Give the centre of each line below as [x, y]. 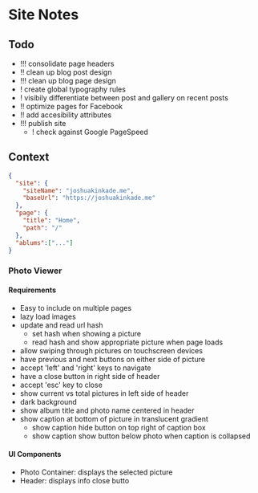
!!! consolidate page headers [67, 63]
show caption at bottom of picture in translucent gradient [114, 418]
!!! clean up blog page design [68, 81]
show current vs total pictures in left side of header [104, 393]
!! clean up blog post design [66, 72]
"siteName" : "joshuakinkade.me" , [79, 190]
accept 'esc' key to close [61, 385]
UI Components [35, 454]
